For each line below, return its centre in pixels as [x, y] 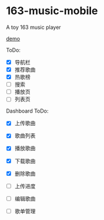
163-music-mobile [52, 11]
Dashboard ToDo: [27, 111]
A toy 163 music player [33, 27]
